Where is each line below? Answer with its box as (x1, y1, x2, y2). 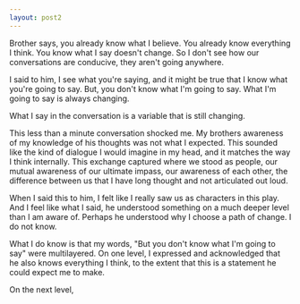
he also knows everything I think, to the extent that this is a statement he (9, 257, 277, 268)
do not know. (9, 221, 57, 232)
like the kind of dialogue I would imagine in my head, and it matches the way (9, 147, 291, 157)
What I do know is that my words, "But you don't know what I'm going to (9, 238, 276, 249)
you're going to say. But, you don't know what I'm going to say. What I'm (9, 83, 277, 94)
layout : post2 (9, 13, 63, 22)
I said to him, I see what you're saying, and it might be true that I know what (9, 73, 288, 85)
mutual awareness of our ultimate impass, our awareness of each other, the (9, 165, 288, 176)
